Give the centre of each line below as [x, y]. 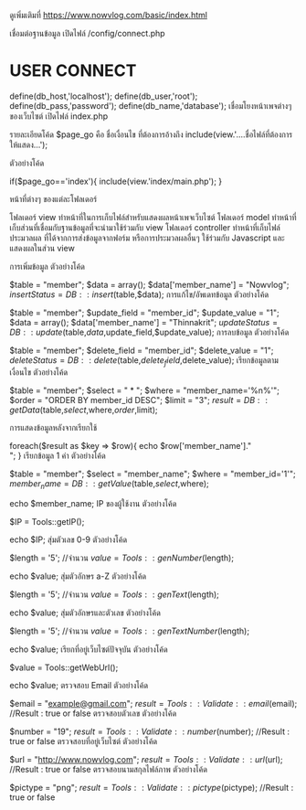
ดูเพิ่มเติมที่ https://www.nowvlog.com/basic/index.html [109, 15]
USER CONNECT [73, 71]
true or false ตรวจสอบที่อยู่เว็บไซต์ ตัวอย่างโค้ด [84, 741]
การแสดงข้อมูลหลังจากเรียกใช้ [53, 427]
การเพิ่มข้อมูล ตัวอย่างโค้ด [47, 266]
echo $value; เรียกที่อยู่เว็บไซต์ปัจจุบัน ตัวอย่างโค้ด [89, 649]
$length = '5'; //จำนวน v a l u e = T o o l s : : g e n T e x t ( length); [114, 594]
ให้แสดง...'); [29, 144]
